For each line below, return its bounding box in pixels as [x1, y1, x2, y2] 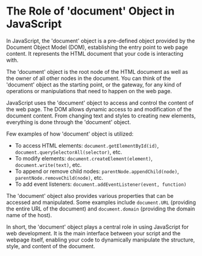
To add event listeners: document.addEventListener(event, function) [14, 180, 187, 188]
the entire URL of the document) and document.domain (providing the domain [6, 205, 195, 212]
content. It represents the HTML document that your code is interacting [6, 50, 184, 57]
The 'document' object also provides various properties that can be [6, 192, 174, 199]
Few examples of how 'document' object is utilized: [6, 130, 134, 137]
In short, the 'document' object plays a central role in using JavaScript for [6, 223, 189, 231]
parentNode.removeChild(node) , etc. [14, 174, 104, 181]
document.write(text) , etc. [14, 161, 82, 168]
